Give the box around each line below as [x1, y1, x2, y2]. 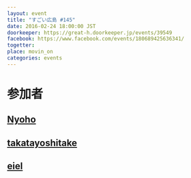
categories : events [7, 55, 63, 62]
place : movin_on [7, 49, 53, 55]
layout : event [7, 10, 48, 17]
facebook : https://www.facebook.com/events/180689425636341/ [7, 36, 185, 42]
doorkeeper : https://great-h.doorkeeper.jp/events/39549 [7, 29, 173, 36]
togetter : [7, 42, 35, 49]
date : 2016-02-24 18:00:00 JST [7, 23, 96, 29]
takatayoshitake [7, 137, 77, 149]
